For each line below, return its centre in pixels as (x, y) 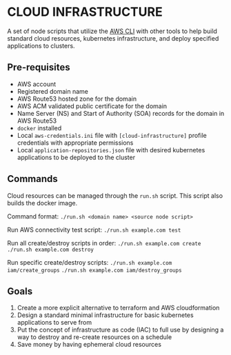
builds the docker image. (42, 203)
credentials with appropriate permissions (75, 143)
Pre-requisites (39, 67)
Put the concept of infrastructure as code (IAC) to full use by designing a (120, 330)
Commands (33, 179)
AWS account (37, 84)
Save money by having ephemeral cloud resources (89, 345)
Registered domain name (52, 91)
